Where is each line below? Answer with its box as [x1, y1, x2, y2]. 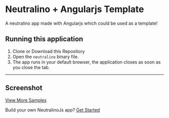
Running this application [5, 35, 83, 43]
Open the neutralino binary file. [12, 53, 79, 60]
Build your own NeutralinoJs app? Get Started [5, 107, 100, 113]
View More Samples [5, 97, 47, 103]
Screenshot [5, 84, 43, 92]
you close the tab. [12, 64, 50, 70]
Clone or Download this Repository [12, 48, 85, 54]
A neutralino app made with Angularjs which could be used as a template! [5, 20, 158, 26]
